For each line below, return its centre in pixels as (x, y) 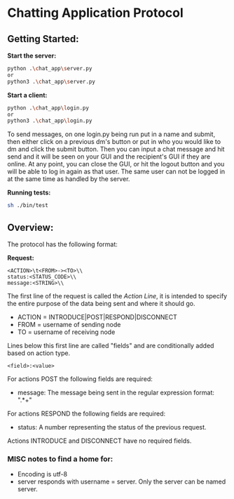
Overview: (30, 227)
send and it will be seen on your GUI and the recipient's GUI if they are (109, 157)
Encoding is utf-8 (42, 474)
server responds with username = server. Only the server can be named (122, 481)
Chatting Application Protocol (95, 13)
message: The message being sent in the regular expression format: (116, 392)
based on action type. (39, 353)
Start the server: (32, 55)
